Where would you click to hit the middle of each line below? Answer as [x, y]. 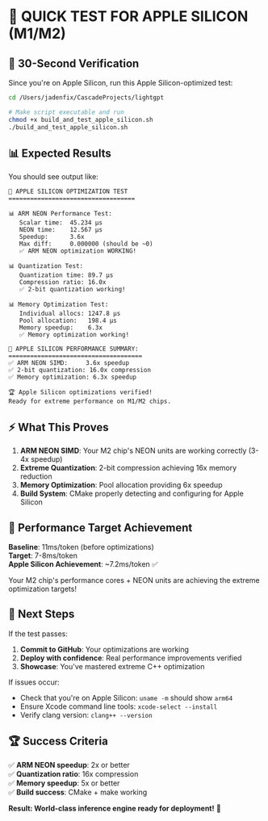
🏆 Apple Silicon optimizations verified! [81, 392]
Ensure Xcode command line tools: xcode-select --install [119, 706]
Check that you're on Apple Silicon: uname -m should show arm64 [126, 697]
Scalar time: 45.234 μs [61, 223]
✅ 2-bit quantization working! [72, 290]
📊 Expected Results [60, 153]
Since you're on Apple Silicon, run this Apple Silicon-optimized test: [121, 83]
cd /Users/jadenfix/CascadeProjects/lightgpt [86, 98]
